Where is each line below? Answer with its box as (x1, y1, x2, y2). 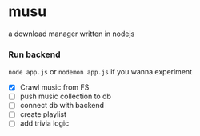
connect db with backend (19, 101, 105, 110)
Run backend (8, 49, 61, 60)
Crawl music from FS (19, 82, 90, 92)
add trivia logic (19, 118, 70, 128)
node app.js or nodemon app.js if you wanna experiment (8, 67, 193, 77)
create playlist (19, 110, 66, 119)
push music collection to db (19, 91, 112, 102)
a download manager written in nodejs (8, 29, 135, 38)
